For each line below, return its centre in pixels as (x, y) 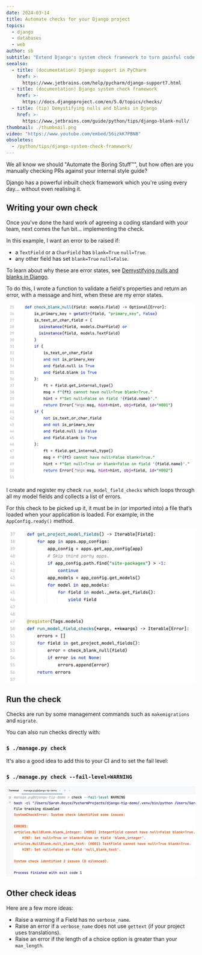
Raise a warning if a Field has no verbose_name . (73, 919)
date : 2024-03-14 (28, 13)
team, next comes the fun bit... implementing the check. (75, 229)
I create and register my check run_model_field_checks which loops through (100, 490)
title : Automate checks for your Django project (68, 19)
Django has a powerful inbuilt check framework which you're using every (97, 182)
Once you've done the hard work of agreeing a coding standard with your (97, 222)
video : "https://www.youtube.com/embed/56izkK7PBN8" (74, 134)
